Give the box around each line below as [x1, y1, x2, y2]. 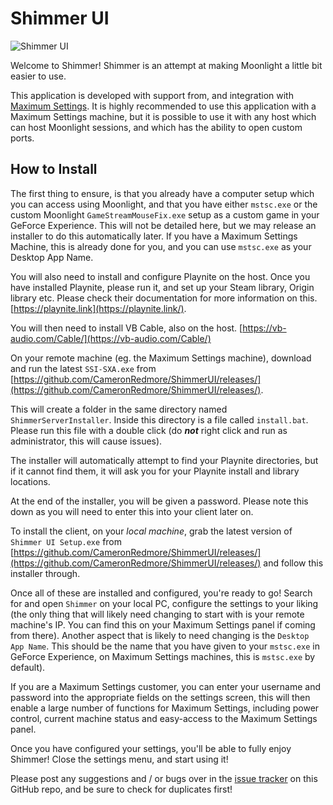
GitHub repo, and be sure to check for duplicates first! [10, 783, 233, 795]
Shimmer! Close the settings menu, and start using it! [10, 753, 229, 765]
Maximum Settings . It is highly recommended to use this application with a [10, 100, 317, 112]
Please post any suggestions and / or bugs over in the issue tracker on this [10, 772, 318, 784]
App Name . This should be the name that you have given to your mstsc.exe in [10, 640, 320, 652]
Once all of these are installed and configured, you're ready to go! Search [10, 587, 313, 599]
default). [10, 661, 46, 673]
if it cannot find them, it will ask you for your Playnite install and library [10, 465, 300, 477]
